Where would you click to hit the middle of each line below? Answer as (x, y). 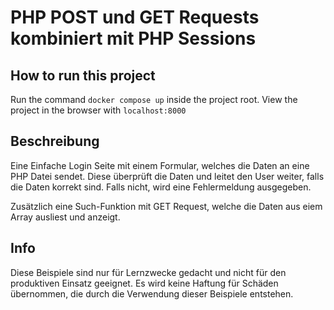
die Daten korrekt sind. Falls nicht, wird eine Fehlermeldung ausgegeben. (161, 187)
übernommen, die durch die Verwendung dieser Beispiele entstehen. (152, 293)
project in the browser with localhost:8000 (98, 110)
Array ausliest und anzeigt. (65, 217)
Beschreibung (55, 141)
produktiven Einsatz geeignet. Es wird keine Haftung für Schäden (144, 283)
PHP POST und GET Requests (135, 17)
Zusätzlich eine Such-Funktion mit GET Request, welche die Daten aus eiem (166, 206)
